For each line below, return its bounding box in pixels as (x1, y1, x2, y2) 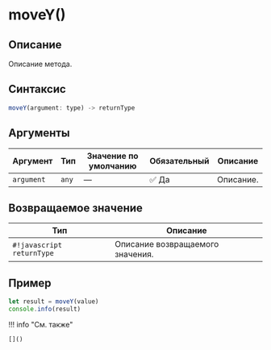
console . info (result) (8, 305, 81, 313)
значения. (114, 248, 154, 260)
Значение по (86, 150, 139, 161)
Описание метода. (8, 59, 73, 69)
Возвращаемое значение (8, 201, 144, 215)
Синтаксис (8, 82, 66, 96)
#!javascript (12, 240, 63, 250)
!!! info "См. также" (8, 319, 73, 329)
